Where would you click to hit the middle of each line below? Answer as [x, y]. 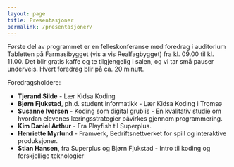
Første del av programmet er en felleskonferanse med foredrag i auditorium [117, 47]
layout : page [26, 14]
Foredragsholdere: [34, 83]
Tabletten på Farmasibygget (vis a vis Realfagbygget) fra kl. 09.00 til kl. [111, 54]
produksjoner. [38, 141]
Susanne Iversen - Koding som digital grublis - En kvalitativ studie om [119, 111]
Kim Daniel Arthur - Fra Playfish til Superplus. [84, 126]
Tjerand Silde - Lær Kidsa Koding [66, 96]
